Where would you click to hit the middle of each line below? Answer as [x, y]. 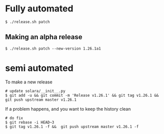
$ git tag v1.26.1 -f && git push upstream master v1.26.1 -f [72, 127]
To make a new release [29, 82]
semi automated [39, 68]
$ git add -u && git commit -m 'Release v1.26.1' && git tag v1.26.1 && [82, 95]
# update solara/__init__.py [35, 91]
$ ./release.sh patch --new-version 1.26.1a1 [53, 48]
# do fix [14, 118]
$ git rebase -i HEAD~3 [30, 122]
